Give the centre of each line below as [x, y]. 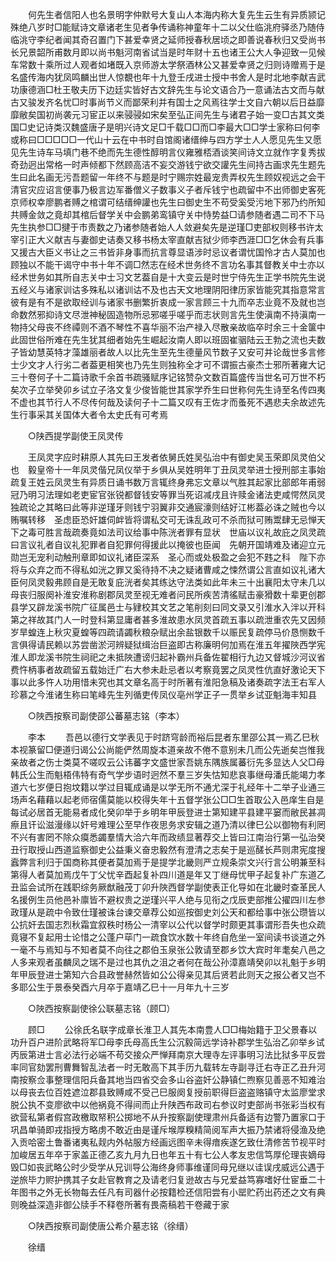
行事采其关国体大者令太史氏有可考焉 [93, 414]
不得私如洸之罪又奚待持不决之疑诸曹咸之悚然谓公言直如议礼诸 [189, 569]
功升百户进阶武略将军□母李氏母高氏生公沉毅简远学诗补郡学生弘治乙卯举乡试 [167, 1042]
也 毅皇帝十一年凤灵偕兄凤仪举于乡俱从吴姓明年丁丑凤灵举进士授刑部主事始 [168, 469]
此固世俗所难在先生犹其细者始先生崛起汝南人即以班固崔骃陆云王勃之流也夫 [163, 339]
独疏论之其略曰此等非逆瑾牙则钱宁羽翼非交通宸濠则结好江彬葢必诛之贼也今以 [168, 507]
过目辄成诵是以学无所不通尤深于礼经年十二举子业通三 [216, 787]
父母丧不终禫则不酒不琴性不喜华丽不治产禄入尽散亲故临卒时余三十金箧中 [176, 327]
